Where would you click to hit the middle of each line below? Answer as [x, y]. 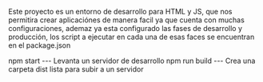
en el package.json [40, 45]
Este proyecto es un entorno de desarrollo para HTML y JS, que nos [120, 12]
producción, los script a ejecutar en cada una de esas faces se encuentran [131, 37]
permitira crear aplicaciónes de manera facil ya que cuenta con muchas [127, 20]
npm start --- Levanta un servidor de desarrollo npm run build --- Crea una [132, 61]
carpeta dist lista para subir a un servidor [76, 69]
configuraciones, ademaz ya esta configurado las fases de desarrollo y [125, 28]
